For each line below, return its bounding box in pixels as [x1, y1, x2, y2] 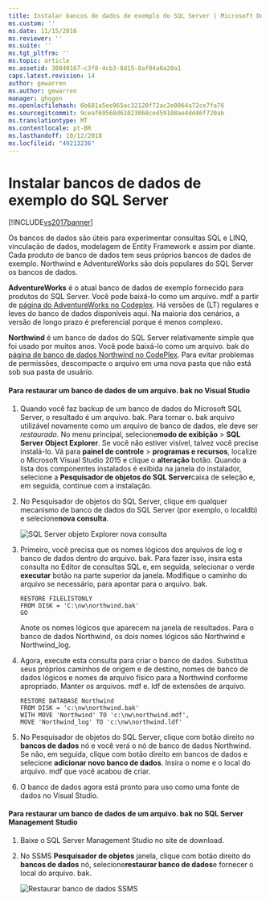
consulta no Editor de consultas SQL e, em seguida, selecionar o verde [19, 562, 255, 571]
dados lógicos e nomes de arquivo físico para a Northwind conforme [19, 672, 248, 682]
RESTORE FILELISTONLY [19, 594, 92, 603]
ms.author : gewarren [8, 86, 78, 95]
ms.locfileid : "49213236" [8, 139, 95, 147]
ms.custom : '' [8, 19, 56, 27]
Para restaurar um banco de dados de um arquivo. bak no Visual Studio [8, 386, 251, 396]
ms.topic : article [8, 57, 70, 65]
